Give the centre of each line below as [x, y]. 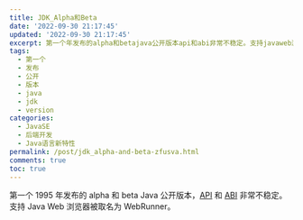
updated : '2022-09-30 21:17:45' [70, 34]
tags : [19, 51]
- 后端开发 [35, 135]
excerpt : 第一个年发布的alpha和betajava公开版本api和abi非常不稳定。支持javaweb [151, 43]
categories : [32, 118]
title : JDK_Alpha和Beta [53, 18]
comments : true [38, 160]
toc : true [28, 169]
